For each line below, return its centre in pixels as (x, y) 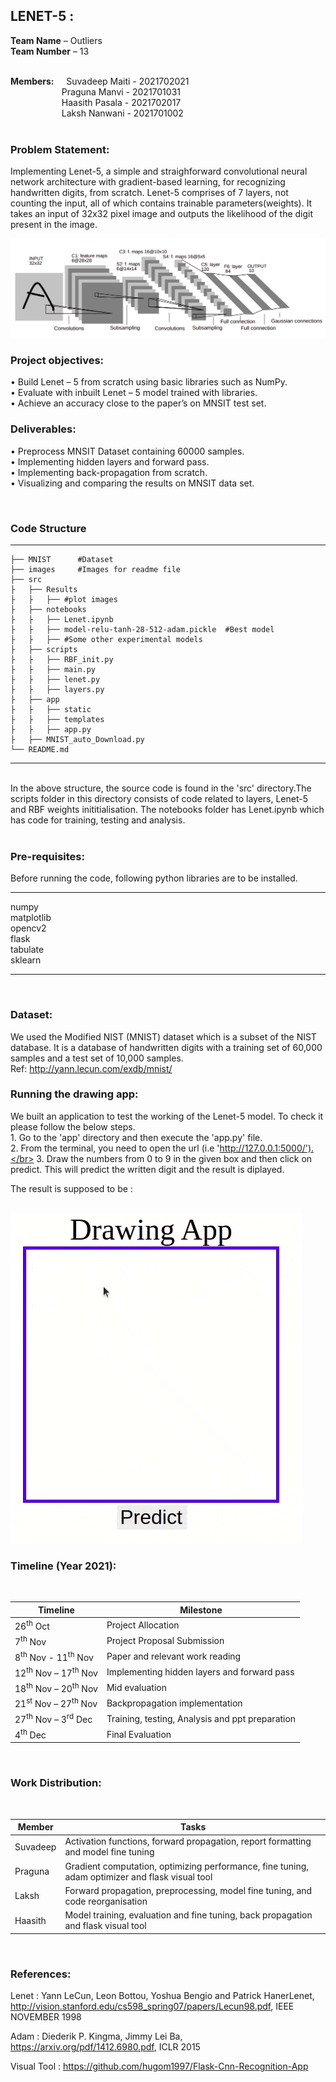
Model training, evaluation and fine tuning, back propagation (188, 1915)
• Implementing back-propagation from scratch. (109, 472)
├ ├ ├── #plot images (64, 599)
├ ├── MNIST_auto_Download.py (77, 739)
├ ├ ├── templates (57, 719)
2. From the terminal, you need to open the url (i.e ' (115, 1148)
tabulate (27, 950)
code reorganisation (106, 1901)
